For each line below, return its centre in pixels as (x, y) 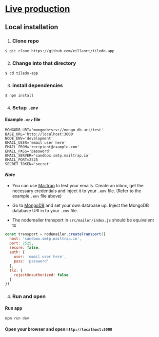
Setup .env (25, 108)
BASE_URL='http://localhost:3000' (40, 134)
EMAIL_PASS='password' (28, 151)
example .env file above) (37, 196)
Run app (14, 308)
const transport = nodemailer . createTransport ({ (55, 234)
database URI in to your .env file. (45, 210)
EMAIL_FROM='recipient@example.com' (42, 147)
